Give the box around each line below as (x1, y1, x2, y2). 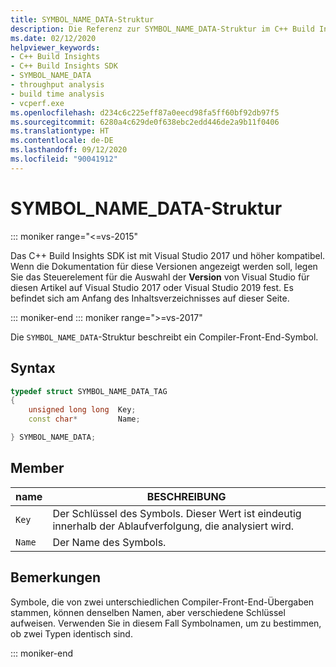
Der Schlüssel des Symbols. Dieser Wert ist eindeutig (52, 506, 302, 520)
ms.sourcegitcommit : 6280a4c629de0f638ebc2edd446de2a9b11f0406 (10, 117, 280, 127)
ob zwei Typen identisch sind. (10, 627, 133, 640)
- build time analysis (10, 89, 105, 99)
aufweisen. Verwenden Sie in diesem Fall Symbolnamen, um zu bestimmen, (10, 617, 322, 629)
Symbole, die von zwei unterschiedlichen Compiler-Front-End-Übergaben (10, 596, 315, 608)
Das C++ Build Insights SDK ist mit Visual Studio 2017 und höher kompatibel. (10, 249, 326, 261)
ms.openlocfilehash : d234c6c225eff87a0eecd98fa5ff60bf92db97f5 (10, 107, 280, 118)
